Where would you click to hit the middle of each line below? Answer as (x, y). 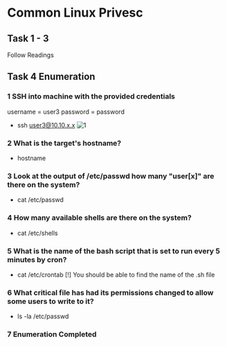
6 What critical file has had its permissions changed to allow (110, 293)
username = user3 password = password (66, 112)
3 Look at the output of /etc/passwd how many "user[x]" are (111, 176)
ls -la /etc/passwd (43, 316)
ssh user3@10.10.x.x (46, 125)
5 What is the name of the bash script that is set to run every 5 (113, 251)
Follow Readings (30, 55)
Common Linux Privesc (75, 13)
